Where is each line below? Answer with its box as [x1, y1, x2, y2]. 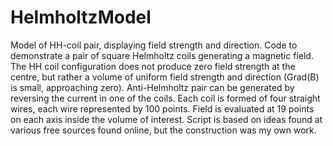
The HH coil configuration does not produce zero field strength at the [10, 60, 296, 72]
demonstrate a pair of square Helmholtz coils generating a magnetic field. [10, 49, 314, 61]
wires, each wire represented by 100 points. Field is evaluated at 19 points [10, 102, 315, 115]
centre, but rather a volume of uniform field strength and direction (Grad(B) [10, 71, 320, 83]
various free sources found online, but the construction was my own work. [10, 124, 317, 136]
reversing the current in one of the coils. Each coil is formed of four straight [10, 92, 321, 104]
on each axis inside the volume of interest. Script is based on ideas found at [10, 113, 323, 125]
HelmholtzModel [10, 6, 152, 29]
